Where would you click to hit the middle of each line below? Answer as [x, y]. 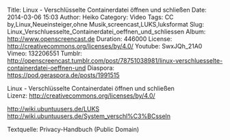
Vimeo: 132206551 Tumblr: [44, 53]
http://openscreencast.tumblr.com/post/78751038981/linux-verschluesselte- [115, 60]
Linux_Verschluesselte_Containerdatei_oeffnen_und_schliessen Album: [106, 31]
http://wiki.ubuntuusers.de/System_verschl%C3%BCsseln [89, 116]
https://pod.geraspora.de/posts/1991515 [63, 75]
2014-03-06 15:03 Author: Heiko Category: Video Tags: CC [90, 17]
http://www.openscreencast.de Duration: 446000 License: [90, 39]
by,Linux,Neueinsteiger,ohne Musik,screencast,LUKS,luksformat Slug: [105, 24]
